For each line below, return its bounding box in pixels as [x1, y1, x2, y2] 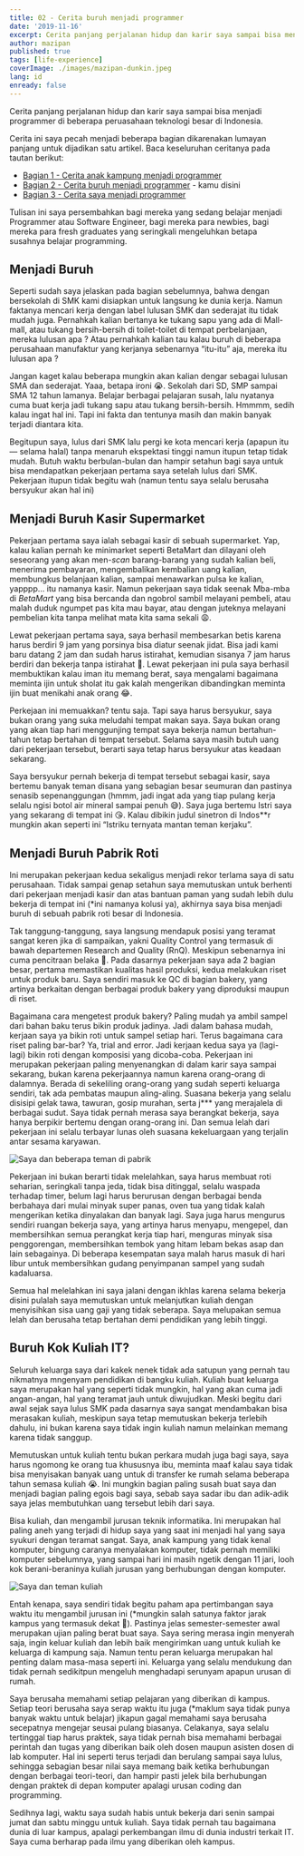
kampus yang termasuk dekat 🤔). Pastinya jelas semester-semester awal [9, 1617, 280, 1628]
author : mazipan [9, 38, 71, 48]
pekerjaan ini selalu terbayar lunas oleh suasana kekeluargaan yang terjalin [9, 1127, 289, 1138]
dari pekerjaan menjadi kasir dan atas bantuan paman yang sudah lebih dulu [9, 889, 294, 900]
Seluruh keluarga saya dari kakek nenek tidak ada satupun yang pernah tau [9, 1364, 290, 1375]
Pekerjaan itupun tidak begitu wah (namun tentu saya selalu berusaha [9, 475, 270, 486]
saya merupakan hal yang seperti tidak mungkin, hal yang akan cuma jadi [9, 1383, 283, 1394]
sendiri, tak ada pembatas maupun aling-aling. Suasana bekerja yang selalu [9, 1088, 291, 1099]
